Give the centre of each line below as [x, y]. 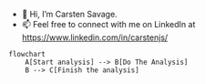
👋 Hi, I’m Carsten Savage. [69, 14]
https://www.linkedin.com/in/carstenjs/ [95, 37]
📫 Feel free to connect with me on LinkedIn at [108, 24]
